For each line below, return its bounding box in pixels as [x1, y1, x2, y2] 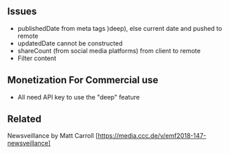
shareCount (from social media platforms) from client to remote [17, 46, 201, 55]
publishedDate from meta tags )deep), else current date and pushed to [17, 24, 223, 32]
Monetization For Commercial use [7, 74, 159, 86]
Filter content [17, 54, 56, 62]
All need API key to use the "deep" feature [17, 92, 140, 101]
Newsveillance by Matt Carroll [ [7, 132, 98, 140]
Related [7, 113, 42, 125]
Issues [7, 6, 37, 17]
